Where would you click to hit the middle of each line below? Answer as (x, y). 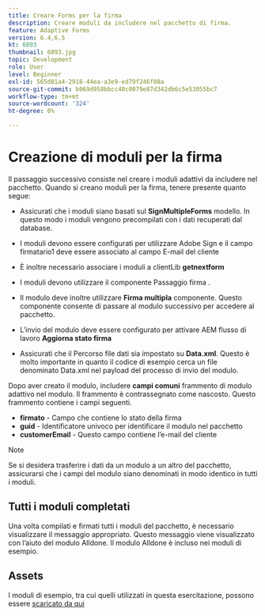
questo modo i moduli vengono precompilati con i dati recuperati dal (131, 219)
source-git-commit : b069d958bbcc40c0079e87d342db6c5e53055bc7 (113, 89)
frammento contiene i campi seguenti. (70, 402)
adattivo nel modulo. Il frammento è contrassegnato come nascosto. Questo (132, 394)
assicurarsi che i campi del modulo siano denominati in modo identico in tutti (133, 473)
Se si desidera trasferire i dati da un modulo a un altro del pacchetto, (120, 465)
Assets (26, 576)
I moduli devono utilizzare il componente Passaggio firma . (115, 282)
